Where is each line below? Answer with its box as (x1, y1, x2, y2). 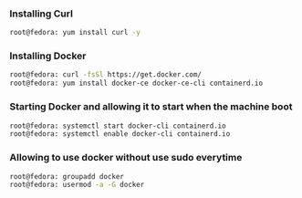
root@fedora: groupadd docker (9, 172, 125, 181)
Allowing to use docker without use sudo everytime (9, 151, 243, 164)
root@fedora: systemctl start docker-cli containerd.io (9, 121, 226, 130)
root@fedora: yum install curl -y (9, 28, 141, 37)
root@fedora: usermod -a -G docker (9, 181, 145, 190)
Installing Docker (9, 49, 87, 62)
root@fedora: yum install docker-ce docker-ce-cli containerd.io (9, 78, 263, 89)
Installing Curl (9, 7, 73, 20)
